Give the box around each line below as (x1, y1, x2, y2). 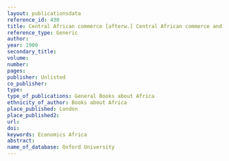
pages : (7, 67, 26, 74)
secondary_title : (7, 49, 57, 55)
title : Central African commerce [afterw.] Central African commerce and (7, 23, 223, 29)
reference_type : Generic (7, 29, 78, 36)
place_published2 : (7, 112, 60, 119)
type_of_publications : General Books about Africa (7, 93, 155, 100)
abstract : (7, 138, 36, 145)
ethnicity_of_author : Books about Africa (7, 99, 128, 106)
